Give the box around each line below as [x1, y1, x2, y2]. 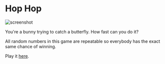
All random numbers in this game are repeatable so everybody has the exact [5, 38, 161, 44]
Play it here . [5, 53, 30, 59]
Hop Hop [5, 3, 42, 14]
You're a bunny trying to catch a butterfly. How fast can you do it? [5, 29, 139, 34]
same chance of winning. [5, 43, 57, 49]
